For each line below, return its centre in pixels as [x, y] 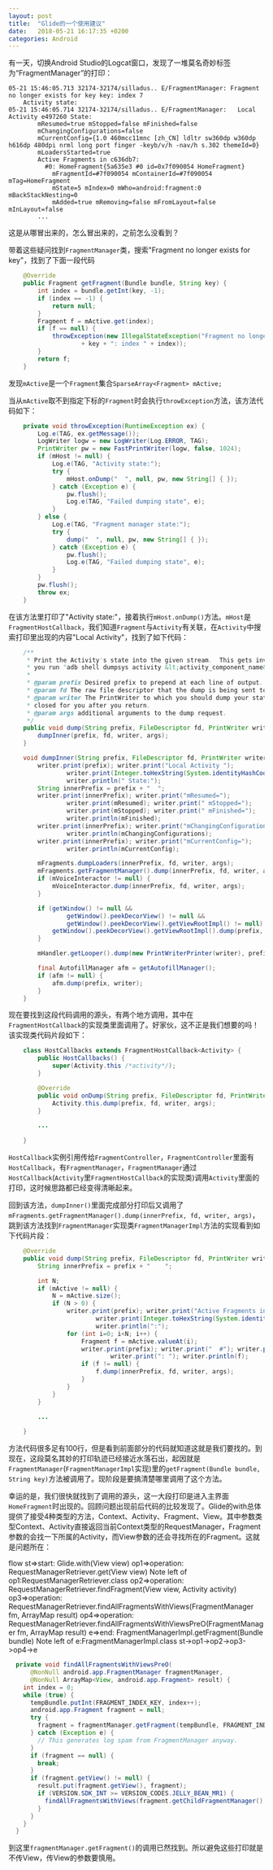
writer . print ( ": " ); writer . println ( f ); [180, 1356]
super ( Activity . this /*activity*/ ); [114, 1066]
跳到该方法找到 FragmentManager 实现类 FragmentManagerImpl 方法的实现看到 [131, 1225]
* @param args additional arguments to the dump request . [127, 713]
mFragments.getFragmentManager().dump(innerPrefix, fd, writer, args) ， [134, 1215]
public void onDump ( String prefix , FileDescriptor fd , [132, 1096]
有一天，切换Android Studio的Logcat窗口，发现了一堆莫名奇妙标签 [120, 63]
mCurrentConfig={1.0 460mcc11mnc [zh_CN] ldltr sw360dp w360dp [147, 138]
